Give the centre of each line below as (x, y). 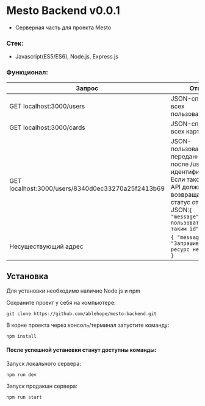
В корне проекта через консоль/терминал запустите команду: (88, 325)
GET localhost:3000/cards (47, 127)
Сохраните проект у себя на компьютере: (61, 303)
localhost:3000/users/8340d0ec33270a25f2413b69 (87, 188)
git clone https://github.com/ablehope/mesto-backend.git (81, 314)
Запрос (87, 88)
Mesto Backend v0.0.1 (63, 11)
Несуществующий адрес (46, 246)
